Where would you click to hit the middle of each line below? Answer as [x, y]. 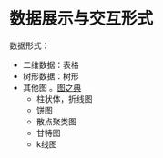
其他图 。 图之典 [52, 87]
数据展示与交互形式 [81, 19]
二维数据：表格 [51, 64]
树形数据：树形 [51, 76]
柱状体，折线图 [64, 99]
